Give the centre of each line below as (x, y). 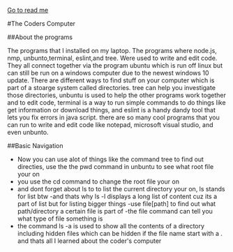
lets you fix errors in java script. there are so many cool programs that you (113, 117)
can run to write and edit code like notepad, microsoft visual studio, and (111, 125)
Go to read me (28, 10)
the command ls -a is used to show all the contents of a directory (111, 226)
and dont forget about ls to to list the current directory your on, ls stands (121, 189)
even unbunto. (28, 132)
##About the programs (40, 37)
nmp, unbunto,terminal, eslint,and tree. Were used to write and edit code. (112, 58)
